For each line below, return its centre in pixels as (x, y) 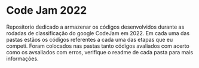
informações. (22, 58)
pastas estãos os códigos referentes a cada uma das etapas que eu (90, 39)
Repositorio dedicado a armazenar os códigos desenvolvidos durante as (95, 27)
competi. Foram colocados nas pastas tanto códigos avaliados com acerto (98, 46)
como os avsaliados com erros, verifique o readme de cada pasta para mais (99, 52)
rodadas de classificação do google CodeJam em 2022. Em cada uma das (98, 33)
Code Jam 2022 (47, 10)
